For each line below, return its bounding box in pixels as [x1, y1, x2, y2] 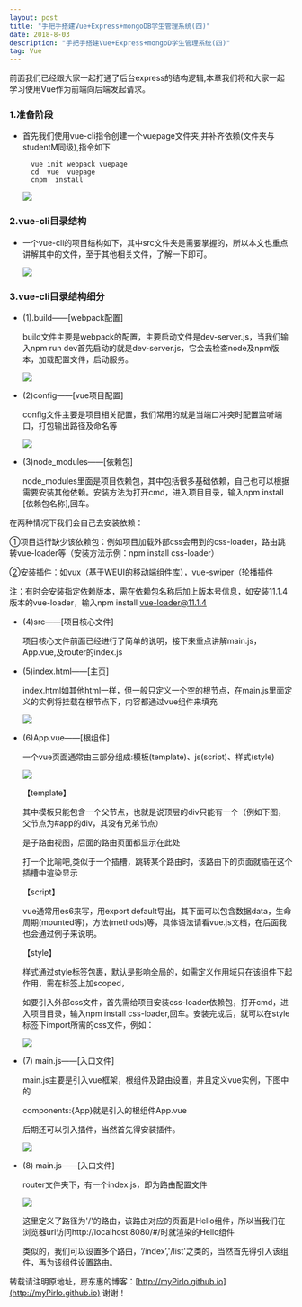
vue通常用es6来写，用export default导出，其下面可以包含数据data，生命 [22, 906, 292, 917]
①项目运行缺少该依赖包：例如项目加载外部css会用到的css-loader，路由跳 [9, 537, 286, 548]
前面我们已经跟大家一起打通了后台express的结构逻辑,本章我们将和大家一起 [9, 73, 286, 84]
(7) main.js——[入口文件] [22, 1056, 115, 1066]
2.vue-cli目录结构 [9, 215, 87, 228]
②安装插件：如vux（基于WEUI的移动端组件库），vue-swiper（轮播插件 [9, 567, 274, 577]
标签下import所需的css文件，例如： [22, 1020, 155, 1030]
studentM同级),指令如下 [22, 141, 111, 153]
